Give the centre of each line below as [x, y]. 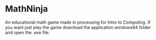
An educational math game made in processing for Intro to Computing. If [78, 22]
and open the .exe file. [28, 32]
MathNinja [27, 9]
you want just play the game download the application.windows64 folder [78, 27]
